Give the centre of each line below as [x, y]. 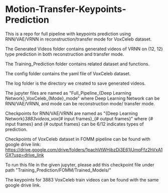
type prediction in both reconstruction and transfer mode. [65, 54]
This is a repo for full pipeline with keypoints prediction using [68, 34]
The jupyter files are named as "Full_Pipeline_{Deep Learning [68, 93]
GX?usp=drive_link [25, 155]
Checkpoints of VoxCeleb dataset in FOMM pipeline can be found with [78, 139]
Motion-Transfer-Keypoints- [66, 9]
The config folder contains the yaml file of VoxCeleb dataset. [68, 73]
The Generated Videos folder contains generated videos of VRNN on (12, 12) [84, 49]
